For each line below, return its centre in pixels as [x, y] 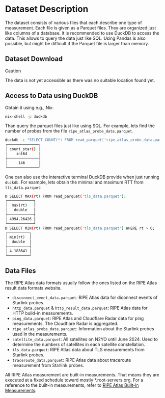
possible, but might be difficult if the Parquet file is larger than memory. [77, 43]
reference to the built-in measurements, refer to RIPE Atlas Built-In [72, 385]
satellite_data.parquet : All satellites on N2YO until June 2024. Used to [85, 339]
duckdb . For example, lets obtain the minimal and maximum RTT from [74, 182]
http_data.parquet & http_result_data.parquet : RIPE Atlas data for [80, 308]
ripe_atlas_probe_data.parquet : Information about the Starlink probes [83, 329]
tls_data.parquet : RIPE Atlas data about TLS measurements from [78, 349]
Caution [13, 71]
